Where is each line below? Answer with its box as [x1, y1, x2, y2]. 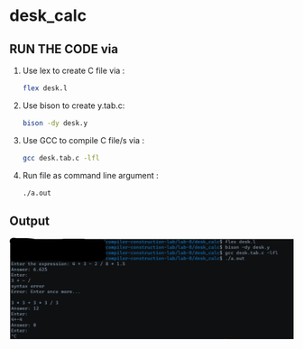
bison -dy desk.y [22, 118, 88, 127]
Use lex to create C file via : [22, 65, 125, 76]
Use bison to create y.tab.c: [22, 100, 125, 111]
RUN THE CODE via [9, 41, 119, 57]
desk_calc [9, 5, 87, 26]
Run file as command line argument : [22, 170, 160, 180]
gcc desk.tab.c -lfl [22, 153, 100, 162]
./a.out [22, 188, 51, 197]
